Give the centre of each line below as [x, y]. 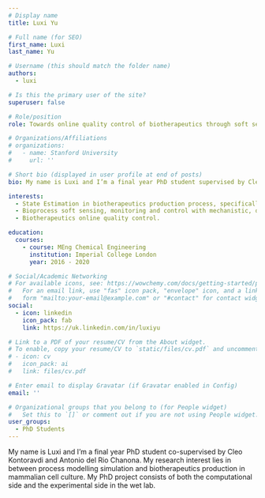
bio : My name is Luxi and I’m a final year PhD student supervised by [127, 182]
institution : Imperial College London [93, 255]
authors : [22, 74]
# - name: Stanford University [63, 153]
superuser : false [37, 102]
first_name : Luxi [37, 44]
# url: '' [32, 160]
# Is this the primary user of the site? [77, 95]
